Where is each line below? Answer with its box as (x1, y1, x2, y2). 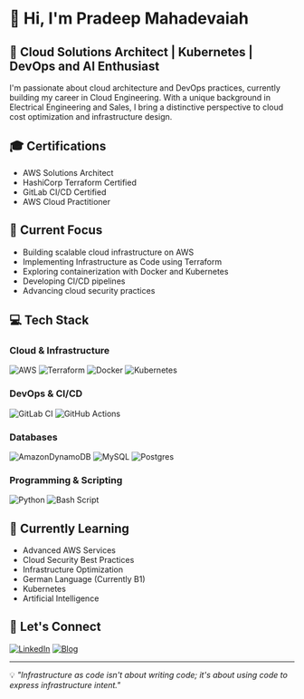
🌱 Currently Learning (9, 520, 129, 536)
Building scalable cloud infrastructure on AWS (22, 247, 195, 257)
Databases (9, 431, 58, 443)
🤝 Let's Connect (9, 619, 101, 635)
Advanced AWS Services (22, 545, 116, 556)
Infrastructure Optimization (22, 564, 124, 575)
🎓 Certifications (9, 139, 107, 154)
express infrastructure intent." (9, 679, 121, 690)
